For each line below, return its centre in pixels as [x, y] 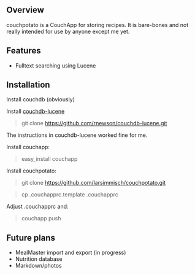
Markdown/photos [39, 266]
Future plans [31, 238]
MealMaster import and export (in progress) [71, 253]
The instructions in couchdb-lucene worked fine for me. [77, 135]
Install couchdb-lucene [36, 111]
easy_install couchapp [49, 159]
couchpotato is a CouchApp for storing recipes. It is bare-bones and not [97, 25]
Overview [25, 10]
